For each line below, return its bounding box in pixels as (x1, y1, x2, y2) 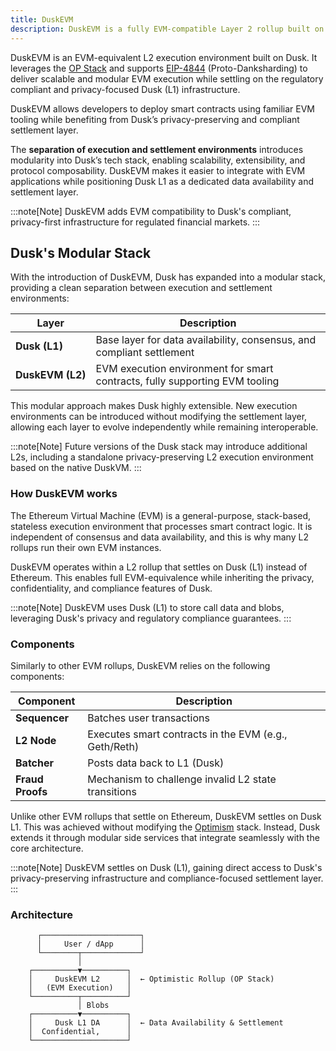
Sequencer (15, 711, 70, 725)
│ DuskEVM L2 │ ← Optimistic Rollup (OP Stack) (28, 974, 275, 985)
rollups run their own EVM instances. (10, 541, 162, 553)
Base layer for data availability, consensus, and (95, 333, 317, 347)
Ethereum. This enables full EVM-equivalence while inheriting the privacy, (10, 571, 315, 583)
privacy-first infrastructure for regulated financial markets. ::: (10, 216, 261, 228)
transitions (87, 784, 137, 798)
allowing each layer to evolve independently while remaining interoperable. (10, 421, 319, 433)
